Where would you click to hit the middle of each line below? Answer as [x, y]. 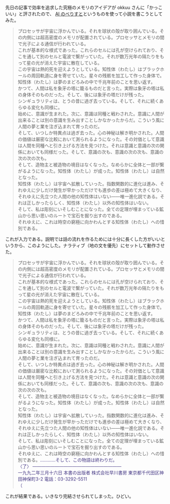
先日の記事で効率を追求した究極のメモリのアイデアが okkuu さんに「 [77, 7]
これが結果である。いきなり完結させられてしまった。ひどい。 [70, 496]
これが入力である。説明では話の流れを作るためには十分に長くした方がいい [83, 239]
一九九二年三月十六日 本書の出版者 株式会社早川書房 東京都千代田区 [89, 473]
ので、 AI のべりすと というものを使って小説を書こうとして [101, 14]
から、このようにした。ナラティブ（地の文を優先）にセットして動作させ [89, 245]
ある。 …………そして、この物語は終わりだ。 [72, 460]
